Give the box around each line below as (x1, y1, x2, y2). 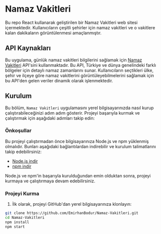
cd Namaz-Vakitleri (5, 215, 45, 220)
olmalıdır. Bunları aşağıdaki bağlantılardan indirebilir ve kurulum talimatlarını (5, 143, 156, 149)
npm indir (12, 163, 32, 169)
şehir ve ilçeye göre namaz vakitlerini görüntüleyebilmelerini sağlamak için (5, 72, 155, 78)
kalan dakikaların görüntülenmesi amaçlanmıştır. (5, 30, 101, 36)
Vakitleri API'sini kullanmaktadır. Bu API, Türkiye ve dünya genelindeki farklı (5, 62, 156, 68)
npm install (5, 219, 29, 225)
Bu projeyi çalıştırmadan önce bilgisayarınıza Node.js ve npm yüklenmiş (5, 138, 149, 144)
